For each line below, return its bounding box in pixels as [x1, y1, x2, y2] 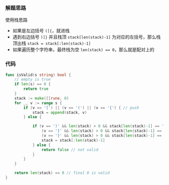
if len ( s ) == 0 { [14, 82, 51, 87]
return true [23, 86, 49, 91]
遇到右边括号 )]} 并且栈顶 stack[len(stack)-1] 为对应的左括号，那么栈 [12, 34, 161, 40]
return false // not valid [41, 147, 99, 152]
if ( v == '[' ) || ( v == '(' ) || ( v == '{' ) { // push [23, 105, 139, 110]
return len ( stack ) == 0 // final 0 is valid [14, 170, 110, 175]
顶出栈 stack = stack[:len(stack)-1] [12, 40, 91, 47]
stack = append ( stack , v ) [32, 110, 87, 115]
